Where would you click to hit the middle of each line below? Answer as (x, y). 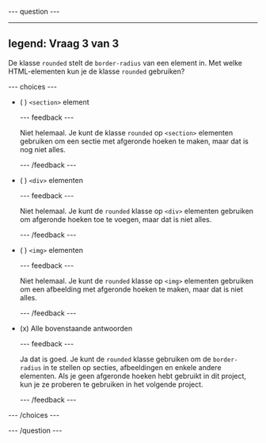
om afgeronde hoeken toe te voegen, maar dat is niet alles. (116, 219)
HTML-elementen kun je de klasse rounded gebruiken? (97, 71)
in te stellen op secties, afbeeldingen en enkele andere (132, 367)
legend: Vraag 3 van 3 (64, 44)
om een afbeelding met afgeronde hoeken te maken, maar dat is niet (131, 289)
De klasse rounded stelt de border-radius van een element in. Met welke (125, 63)
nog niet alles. (42, 149)
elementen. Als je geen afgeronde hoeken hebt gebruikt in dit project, (133, 376)
